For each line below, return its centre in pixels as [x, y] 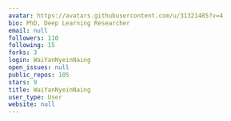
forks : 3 [23, 53]
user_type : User [35, 97]
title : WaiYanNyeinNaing [50, 90]
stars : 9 [23, 82]
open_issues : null [39, 68]
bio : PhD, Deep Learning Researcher [69, 23]
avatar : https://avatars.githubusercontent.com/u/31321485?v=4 [116, 16]
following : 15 [32, 45]
